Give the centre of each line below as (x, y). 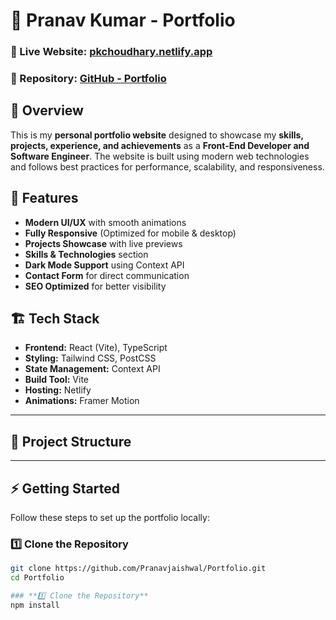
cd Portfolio (37, 578)
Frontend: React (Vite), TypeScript (96, 348)
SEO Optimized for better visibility (95, 286)
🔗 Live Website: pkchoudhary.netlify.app (111, 52)
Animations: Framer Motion (82, 401)
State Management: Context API (92, 369)
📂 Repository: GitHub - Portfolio (88, 79)
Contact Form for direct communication (107, 275)
